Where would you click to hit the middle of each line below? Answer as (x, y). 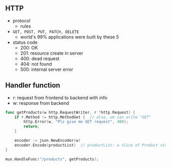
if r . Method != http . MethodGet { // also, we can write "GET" (83, 117)
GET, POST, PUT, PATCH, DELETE (46, 32)
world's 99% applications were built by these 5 (69, 37)
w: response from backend (41, 103)
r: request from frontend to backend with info (60, 98)
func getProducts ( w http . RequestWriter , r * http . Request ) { (70, 112)
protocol (21, 20)
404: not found (36, 64)
